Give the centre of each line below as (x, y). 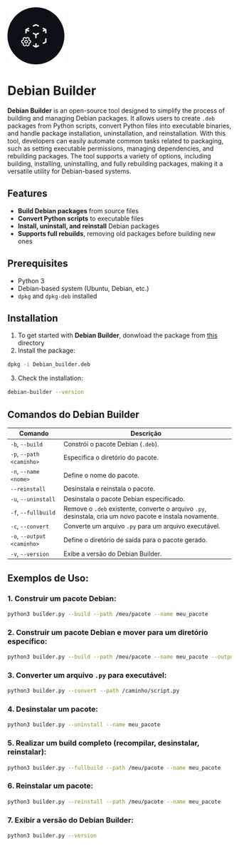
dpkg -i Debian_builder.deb (49, 365)
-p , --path (25, 454)
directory (31, 343)
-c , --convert (30, 526)
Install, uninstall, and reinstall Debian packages (89, 226)
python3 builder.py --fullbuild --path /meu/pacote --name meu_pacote (114, 768)
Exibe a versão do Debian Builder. (113, 554)
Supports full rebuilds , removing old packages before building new (116, 233)
